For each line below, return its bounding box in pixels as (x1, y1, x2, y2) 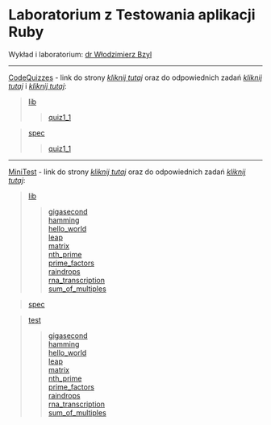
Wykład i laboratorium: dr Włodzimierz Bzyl (8, 49, 152, 59)
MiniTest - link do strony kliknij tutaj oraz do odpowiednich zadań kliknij (8, 167, 246, 177)
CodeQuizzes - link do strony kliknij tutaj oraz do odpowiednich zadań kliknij (8, 73, 262, 82)
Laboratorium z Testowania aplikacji (8, 6, 256, 24)
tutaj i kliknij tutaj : (8, 81, 67, 90)
